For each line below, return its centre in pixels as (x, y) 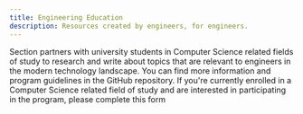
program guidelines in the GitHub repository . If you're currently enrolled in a (151, 80)
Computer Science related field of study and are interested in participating (148, 90)
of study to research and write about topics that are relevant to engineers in (150, 61)
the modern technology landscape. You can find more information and (140, 70)
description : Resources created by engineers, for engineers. (129, 26)
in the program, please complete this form (87, 99)
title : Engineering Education (66, 18)
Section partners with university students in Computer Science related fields (151, 51)
